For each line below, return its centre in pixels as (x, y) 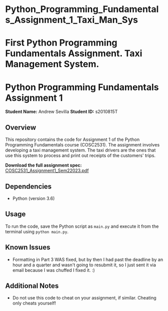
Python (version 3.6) (34, 198)
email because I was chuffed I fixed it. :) (54, 270)
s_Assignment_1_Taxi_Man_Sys (72, 20)
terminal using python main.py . (37, 231)
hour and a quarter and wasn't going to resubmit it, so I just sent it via (84, 265)
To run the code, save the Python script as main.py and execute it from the (82, 226)
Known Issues (28, 248)
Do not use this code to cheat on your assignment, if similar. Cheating (84, 298)
